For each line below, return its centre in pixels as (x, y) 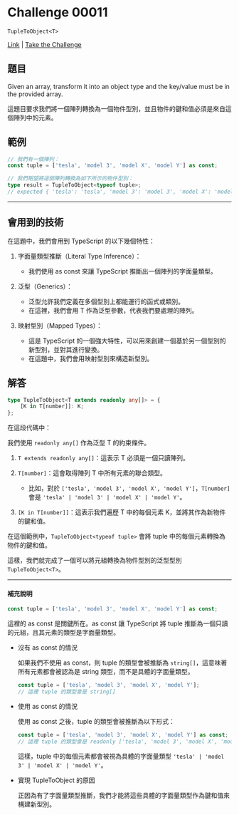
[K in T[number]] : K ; (52, 407)
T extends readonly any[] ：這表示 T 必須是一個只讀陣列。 (103, 458)
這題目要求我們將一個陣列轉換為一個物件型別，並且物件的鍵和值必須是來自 (116, 108)
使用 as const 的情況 (48, 707)
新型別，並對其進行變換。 (66, 349)
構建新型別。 (36, 804)
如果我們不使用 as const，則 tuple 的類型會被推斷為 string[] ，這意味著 (122, 663)
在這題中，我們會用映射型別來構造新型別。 (91, 358)
